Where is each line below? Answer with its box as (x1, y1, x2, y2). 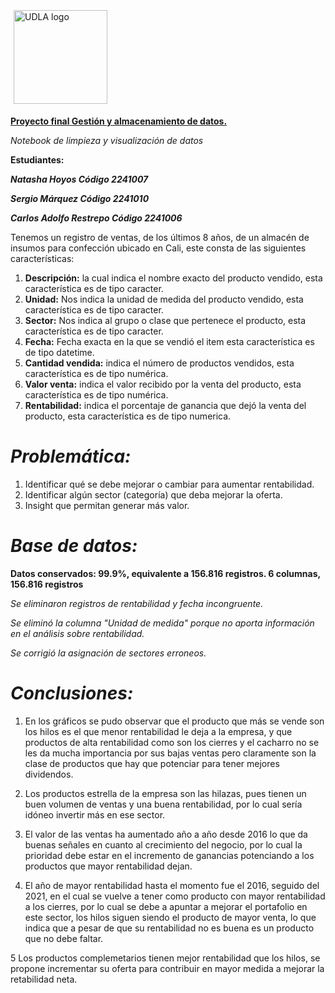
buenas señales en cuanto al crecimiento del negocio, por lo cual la (24, 838, 303, 851)
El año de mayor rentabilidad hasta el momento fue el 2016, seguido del (24, 879, 320, 891)
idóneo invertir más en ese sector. (24, 808, 166, 821)
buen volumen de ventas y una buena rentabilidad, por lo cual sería (24, 798, 303, 810)
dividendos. (24, 768, 74, 780)
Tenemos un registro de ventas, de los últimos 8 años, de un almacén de (10, 232, 310, 243)
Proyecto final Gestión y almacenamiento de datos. (10, 115, 228, 127)
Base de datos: (10, 535, 138, 557)
